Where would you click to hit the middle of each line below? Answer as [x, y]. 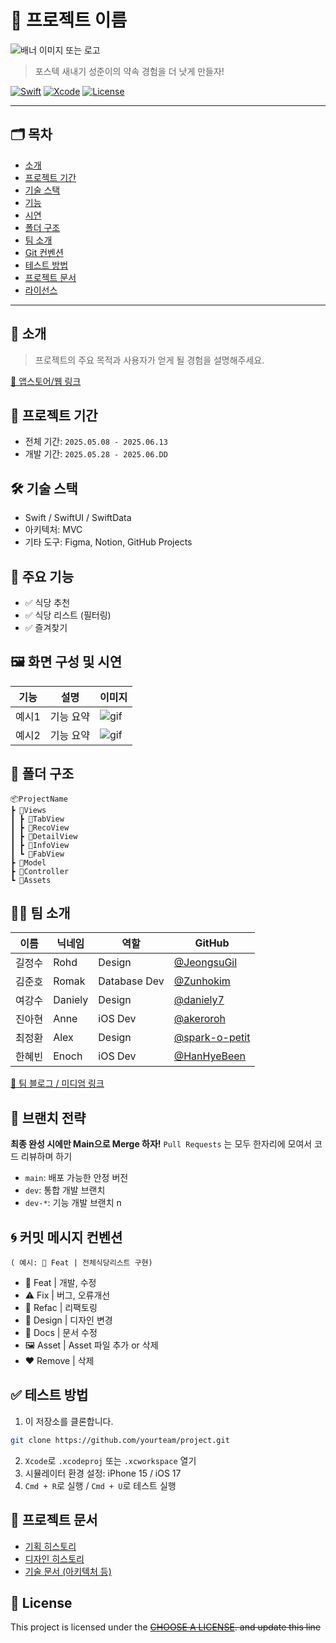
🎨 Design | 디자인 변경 [68, 1320]
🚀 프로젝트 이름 [69, 20]
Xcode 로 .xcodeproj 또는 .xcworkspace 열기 [110, 1460]
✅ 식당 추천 [47, 602]
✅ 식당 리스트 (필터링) [68, 615]
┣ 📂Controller [40, 871]
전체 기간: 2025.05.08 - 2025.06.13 [96, 442]
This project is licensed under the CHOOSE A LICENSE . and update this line [166, 1627]
